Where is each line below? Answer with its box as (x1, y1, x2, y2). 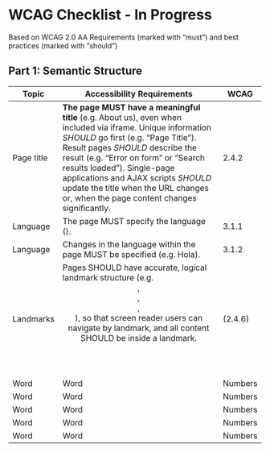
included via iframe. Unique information (62, 122, 211, 133)
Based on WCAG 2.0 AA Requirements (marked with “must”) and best (8, 32, 239, 42)
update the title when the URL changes (62, 182, 209, 193)
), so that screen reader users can (75, 312, 203, 323)
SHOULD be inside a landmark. (80, 332, 198, 343)
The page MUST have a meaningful (62, 102, 201, 113)
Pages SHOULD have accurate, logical (62, 262, 207, 273)
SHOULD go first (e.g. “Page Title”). (62, 131, 197, 143)
